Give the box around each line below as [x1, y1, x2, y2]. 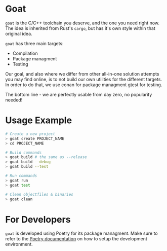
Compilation [12, 50, 38, 56]
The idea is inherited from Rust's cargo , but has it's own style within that [5, 25, 155, 31]
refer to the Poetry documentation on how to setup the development [5, 236, 148, 242]
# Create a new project [5, 131, 56, 136]
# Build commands [5, 150, 42, 155]
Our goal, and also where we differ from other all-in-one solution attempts [5, 70, 159, 77]
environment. [5, 241, 33, 247]
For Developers [5, 213, 71, 225]
